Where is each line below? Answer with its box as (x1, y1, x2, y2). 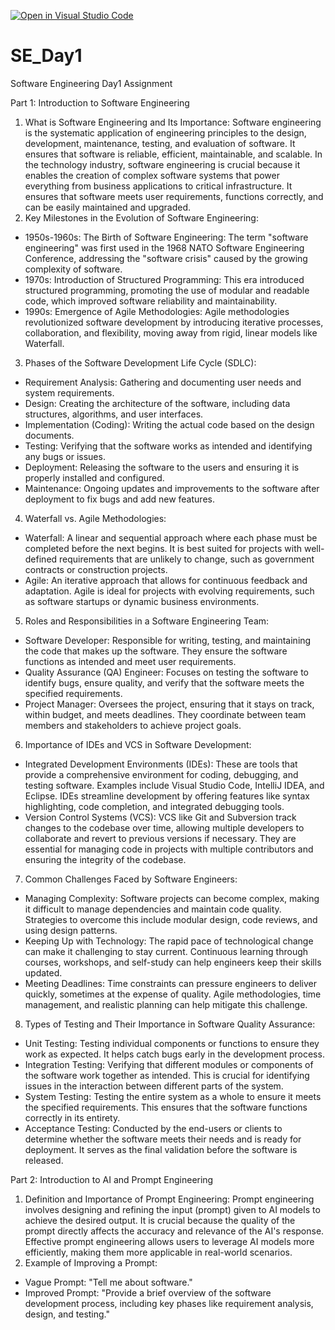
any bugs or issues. (24, 450, 106, 462)
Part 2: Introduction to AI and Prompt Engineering (10, 1173, 214, 1185)
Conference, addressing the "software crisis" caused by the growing (24, 252, 308, 264)
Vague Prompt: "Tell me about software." (24, 1276, 193, 1288)
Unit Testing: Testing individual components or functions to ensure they (24, 1037, 320, 1049)
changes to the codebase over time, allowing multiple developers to (24, 821, 305, 834)
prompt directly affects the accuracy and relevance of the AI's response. (24, 1225, 325, 1237)
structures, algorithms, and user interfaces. (24, 408, 204, 420)
